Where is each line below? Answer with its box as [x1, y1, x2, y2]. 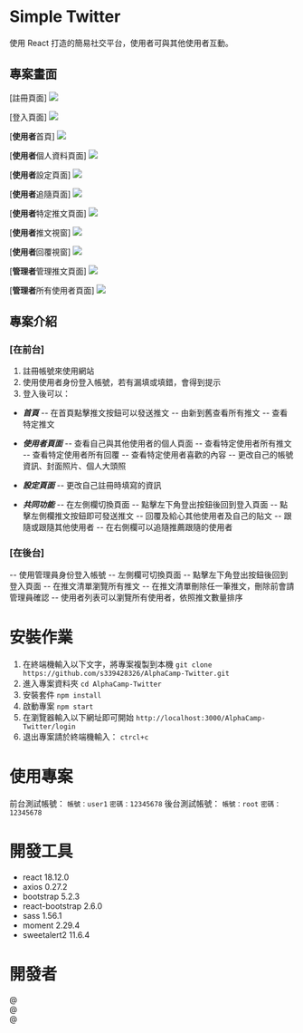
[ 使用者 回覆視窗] [9, 246, 71, 257]
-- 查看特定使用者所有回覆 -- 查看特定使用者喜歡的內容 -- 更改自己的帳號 [22, 449, 294, 460]
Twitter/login [22, 722, 76, 731]
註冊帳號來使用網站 [22, 365, 95, 377]
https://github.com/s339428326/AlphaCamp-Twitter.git [22, 669, 230, 678]
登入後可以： [22, 388, 71, 400]
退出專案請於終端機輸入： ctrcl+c [22, 731, 149, 742]
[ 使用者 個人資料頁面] [9, 150, 88, 160]
